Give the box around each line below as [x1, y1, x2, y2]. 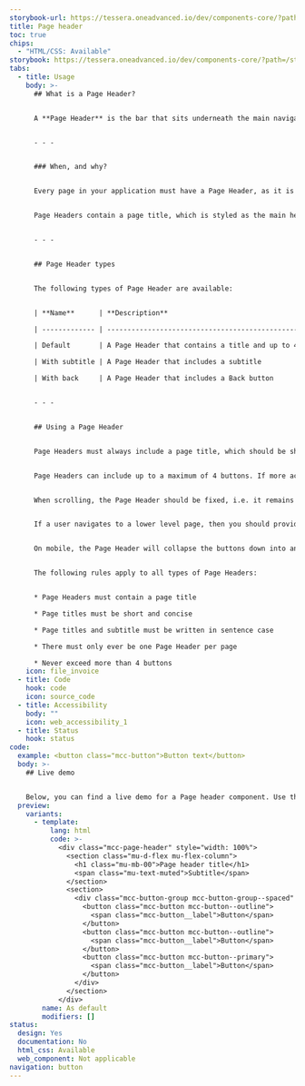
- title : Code [17, 676, 71, 685]
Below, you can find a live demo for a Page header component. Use [25, 792, 286, 802]
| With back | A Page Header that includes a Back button [33, 374, 274, 383]
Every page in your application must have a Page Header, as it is [33, 187, 295, 196]
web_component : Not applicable [17, 1054, 136, 1063]
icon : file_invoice [25, 666, 100, 676]
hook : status [25, 735, 75, 744]
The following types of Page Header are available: [33, 283, 233, 293]
